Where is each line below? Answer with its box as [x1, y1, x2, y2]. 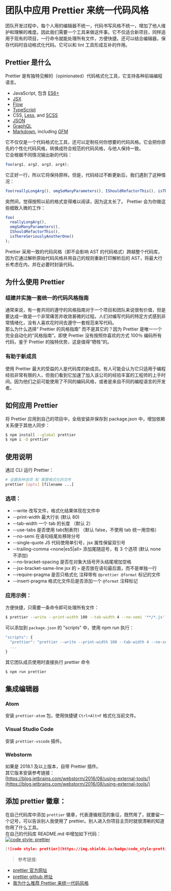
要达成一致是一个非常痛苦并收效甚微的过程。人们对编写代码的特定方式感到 [5, 313, 161, 320]
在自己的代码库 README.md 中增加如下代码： [5, 831, 101, 837]
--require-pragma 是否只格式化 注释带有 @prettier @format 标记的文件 [12, 571, 161, 578]
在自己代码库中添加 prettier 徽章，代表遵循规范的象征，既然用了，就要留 [5, 811, 160, 817]
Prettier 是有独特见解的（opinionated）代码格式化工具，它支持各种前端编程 [5, 73, 163, 79]
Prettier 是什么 [5, 58, 52, 67]
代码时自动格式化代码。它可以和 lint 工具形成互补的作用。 [9, 41, 130, 48]
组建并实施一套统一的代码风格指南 [5, 295, 89, 302]
